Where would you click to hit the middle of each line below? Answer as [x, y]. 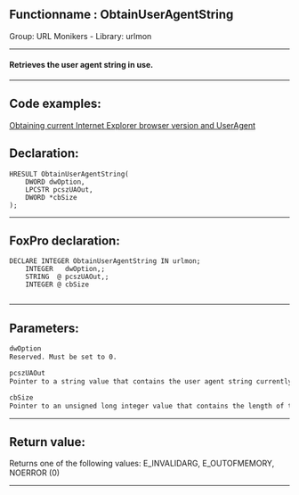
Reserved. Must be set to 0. [63, 357]
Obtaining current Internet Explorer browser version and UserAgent [133, 125]
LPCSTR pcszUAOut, [59, 190]
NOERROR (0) [35, 473]
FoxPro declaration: [65, 241]
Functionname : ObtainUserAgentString [121, 15]
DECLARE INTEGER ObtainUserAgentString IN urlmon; [105, 261]
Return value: [48, 442]
